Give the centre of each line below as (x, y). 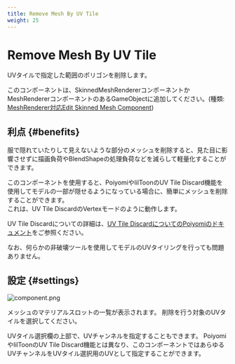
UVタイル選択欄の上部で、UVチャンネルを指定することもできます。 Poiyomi (117, 336)
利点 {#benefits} (44, 132)
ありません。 (26, 256)
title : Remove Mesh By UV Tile (53, 14)
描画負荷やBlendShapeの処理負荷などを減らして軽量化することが (132, 159)
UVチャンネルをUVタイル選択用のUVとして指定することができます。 (106, 353)
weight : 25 (23, 20)
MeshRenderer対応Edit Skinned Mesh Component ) (81, 108)
